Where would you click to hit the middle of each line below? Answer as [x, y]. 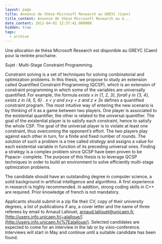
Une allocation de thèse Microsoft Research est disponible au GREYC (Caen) [81, 50]
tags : [10, 32]
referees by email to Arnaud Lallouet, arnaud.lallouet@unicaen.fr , [70, 211]
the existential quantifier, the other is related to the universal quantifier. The [80, 115]
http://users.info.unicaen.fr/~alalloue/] [45, 217]
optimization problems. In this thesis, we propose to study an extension [76, 79]
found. [12, 237]
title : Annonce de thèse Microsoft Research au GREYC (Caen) [68, 14]
